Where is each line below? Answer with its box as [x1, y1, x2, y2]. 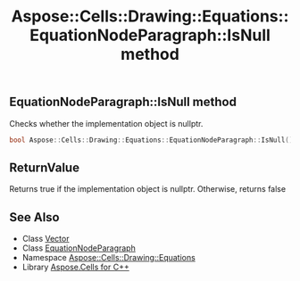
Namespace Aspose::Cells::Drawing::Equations [21, 252, 196, 263]
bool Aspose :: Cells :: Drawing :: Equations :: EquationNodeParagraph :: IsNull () [9, 136, 294, 145]
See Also [9, 210, 60, 225]
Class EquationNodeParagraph [21, 243, 136, 253]
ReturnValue [9, 160, 80, 175]
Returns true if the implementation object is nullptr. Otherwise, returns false [9, 184, 287, 194]
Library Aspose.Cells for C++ [21, 261, 129, 273]
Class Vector [21, 234, 70, 244]
